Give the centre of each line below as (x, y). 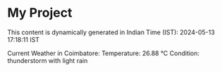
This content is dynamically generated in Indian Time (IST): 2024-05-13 (111, 32)
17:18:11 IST (24, 39)
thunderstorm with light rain (48, 60)
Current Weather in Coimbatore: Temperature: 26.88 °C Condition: (103, 53)
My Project (40, 13)
